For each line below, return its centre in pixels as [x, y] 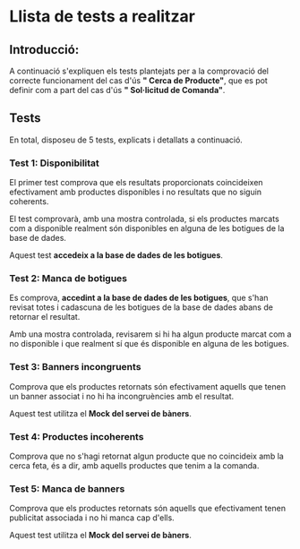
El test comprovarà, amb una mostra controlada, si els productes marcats [144, 219]
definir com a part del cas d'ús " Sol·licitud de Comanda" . [117, 90]
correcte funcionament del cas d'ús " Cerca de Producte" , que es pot [139, 81]
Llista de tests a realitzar [102, 17]
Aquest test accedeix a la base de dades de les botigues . [116, 255]
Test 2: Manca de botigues [69, 279]
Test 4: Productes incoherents [77, 436]
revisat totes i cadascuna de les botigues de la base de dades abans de [141, 307]
